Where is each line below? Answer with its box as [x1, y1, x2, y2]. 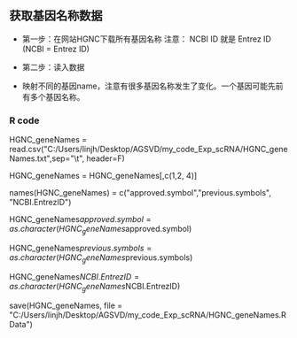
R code [9, 114, 40, 127]
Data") [9, 319, 34, 329]
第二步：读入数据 [21, 61, 85, 73]
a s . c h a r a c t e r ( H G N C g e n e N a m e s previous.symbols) [9, 251, 193, 265]
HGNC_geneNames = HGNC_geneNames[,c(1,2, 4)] [9, 171, 198, 181]
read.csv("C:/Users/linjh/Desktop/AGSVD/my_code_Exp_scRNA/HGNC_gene [9, 144, 288, 155]
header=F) [86, 153, 126, 164]
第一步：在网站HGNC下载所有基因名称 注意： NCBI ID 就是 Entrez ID [21, 34, 272, 44]
